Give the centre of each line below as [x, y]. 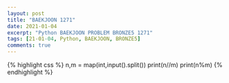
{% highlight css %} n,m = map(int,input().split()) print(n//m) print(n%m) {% [115, 65]
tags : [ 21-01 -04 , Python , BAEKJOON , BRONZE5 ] [74, 39]
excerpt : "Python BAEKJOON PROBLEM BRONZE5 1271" [80, 33]
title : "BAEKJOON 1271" [42, 20]
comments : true [29, 45]
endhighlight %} [30, 72]
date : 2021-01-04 [32, 26]
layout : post [26, 13]
